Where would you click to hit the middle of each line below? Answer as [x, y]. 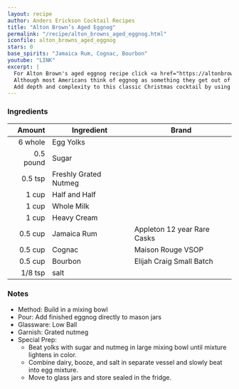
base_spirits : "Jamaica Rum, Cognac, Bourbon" [78, 54]
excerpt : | [23, 67]
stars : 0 [20, 47]
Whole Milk [71, 206]
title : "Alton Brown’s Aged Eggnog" [62, 27]
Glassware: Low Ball [47, 324]
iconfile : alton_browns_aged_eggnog [62, 41]
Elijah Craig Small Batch [174, 261]
